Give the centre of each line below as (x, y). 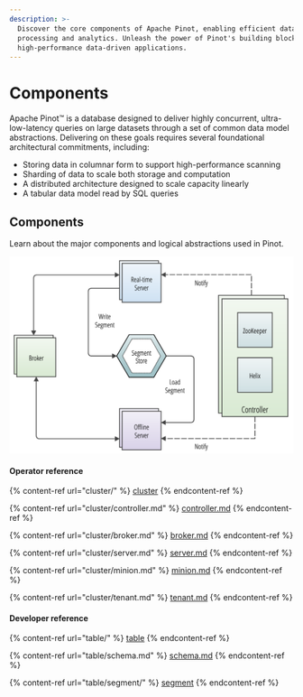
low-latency (32, 128)
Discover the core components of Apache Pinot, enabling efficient (147, 28)
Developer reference (49, 618)
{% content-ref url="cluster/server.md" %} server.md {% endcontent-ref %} (151, 553)
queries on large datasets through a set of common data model (173, 128)
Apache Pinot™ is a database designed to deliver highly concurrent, (134, 118)
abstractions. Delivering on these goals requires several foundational (137, 138)
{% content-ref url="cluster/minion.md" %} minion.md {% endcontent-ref (146, 571)
